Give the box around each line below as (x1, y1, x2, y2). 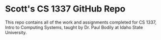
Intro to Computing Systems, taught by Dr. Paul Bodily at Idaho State (5, 24, 143, 30)
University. (5, 29, 27, 35)
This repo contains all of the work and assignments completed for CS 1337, (5, 19, 157, 25)
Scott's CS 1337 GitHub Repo (5, 3, 126, 14)
